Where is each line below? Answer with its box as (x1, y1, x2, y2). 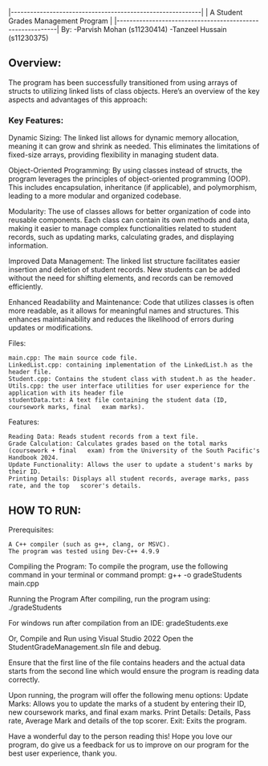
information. (8, 241, 49, 250)
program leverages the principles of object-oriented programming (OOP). (8, 174, 251, 184)
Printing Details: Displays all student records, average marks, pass (8, 475, 250, 483)
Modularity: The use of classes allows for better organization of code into (8, 207, 251, 217)
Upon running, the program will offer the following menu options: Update (8, 690, 249, 699)
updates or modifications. (8, 323, 94, 333)
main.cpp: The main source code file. (8, 354, 138, 363)
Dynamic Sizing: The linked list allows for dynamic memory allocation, (8, 133, 239, 143)
